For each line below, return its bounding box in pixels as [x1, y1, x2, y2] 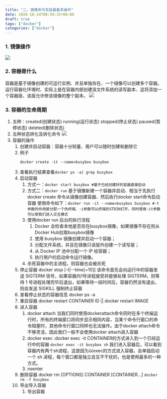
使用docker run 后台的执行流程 [27, 217, 90, 223]
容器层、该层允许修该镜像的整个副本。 [9, 93, 88, 99]
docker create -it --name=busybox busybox [19, 160, 109, 165]
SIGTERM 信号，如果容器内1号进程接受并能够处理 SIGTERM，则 [25, 273, 156, 279]
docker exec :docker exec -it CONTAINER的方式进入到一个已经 [27, 335, 156, 341]
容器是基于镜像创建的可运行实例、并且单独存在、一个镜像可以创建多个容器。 [5, 80, 162, 86]
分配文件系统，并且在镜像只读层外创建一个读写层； [34, 242, 140, 248]
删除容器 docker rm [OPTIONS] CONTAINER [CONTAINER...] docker [19, 372, 158, 378]
